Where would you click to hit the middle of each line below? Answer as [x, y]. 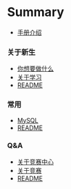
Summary [35, 12]
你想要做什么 [35, 69]
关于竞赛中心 [35, 162]
